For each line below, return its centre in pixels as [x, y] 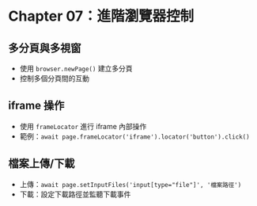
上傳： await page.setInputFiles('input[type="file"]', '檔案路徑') [130, 184]
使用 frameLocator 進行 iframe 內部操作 [83, 126]
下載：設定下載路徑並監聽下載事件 [75, 194]
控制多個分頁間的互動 [54, 78]
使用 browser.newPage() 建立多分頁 [76, 69]
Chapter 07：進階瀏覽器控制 [101, 16]
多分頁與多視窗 [45, 48]
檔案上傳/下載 [42, 164]
